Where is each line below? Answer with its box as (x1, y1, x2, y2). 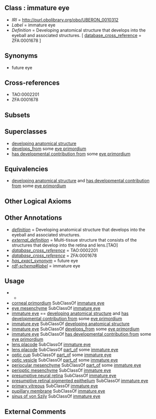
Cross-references (4, 79, 60, 87)
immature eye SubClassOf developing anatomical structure (11, 321, 130, 327)
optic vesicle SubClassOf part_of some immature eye (11, 357, 118, 363)
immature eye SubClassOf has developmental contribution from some (11, 331, 152, 337)
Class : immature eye (4, 4, 70, 12)
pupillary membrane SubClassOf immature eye (11, 388, 105, 394)
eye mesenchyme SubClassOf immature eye (11, 305, 101, 311)
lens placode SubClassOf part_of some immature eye (11, 347, 119, 353)
